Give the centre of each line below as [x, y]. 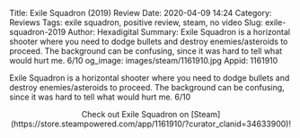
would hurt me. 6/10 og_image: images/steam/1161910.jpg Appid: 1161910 [144, 60]
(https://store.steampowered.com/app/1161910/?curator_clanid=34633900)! [151, 124]
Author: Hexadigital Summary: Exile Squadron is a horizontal [179, 32]
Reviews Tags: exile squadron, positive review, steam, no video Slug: [136, 22]
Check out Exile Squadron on [135, 114]
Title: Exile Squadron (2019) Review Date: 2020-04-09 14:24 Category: [141, 13]
